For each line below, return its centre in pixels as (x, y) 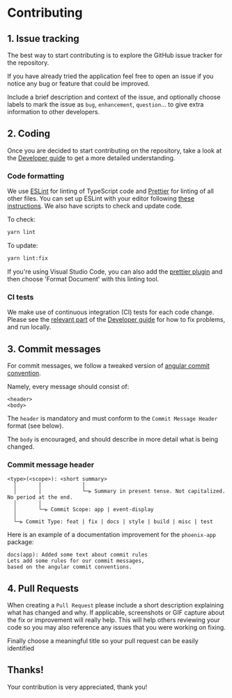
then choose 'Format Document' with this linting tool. (83, 279)
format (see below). (36, 426)
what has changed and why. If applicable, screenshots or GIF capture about (116, 613)
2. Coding (29, 134)
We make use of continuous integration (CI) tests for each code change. (111, 312)
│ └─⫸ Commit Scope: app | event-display (84, 510)
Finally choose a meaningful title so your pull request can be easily (103, 641)
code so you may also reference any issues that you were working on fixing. (117, 628)
